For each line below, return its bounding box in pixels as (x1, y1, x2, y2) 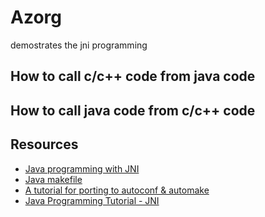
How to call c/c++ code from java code (10, 68, 256, 85)
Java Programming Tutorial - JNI (24, 194, 160, 206)
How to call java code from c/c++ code (10, 102, 256, 119)
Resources (10, 136, 79, 153)
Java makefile (24, 173, 83, 185)
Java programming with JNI (24, 162, 140, 175)
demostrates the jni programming (10, 39, 148, 51)
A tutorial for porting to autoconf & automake (24, 184, 210, 196)
